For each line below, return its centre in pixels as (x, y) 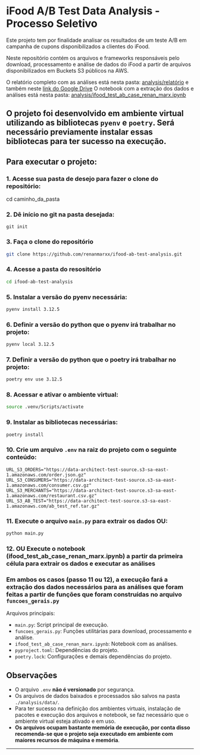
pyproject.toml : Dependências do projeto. (67, 650)
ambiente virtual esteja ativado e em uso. (65, 721)
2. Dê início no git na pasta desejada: (60, 214)
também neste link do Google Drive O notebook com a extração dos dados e (100, 88)
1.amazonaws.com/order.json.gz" (46, 475)
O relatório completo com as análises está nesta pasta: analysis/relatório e (97, 82)
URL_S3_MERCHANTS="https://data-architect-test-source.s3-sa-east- (92, 490)
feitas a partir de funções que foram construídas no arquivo (94, 594)
